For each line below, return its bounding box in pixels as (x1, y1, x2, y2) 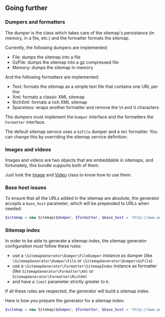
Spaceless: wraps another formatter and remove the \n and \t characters (12, 104, 159, 110)
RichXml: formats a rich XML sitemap (12, 99, 87, 105)
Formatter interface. (5, 119, 46, 125)
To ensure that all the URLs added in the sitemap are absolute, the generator (5, 195, 160, 201)
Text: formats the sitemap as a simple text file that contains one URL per (12, 83, 158, 89)
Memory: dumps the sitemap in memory (12, 64, 93, 70)
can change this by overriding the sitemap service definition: (5, 133, 128, 139)
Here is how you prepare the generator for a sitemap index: (5, 298, 125, 304)
